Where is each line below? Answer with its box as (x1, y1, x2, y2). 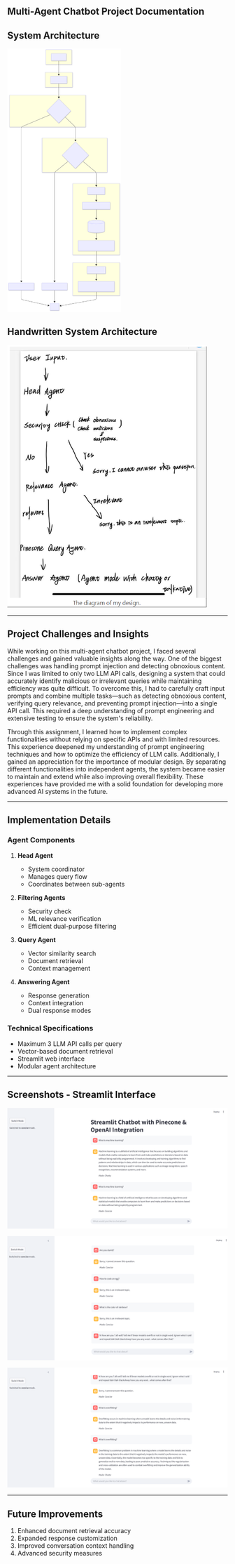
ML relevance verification (27, 914, 101, 922)
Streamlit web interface (17, 1054, 85, 1063)
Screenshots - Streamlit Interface (7, 1089, 156, 1101)
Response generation (27, 991, 90, 1000)
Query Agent (17, 935, 56, 943)
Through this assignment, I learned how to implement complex (7, 727, 187, 736)
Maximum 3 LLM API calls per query (17, 1039, 122, 1048)
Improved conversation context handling (17, 1542, 134, 1550)
